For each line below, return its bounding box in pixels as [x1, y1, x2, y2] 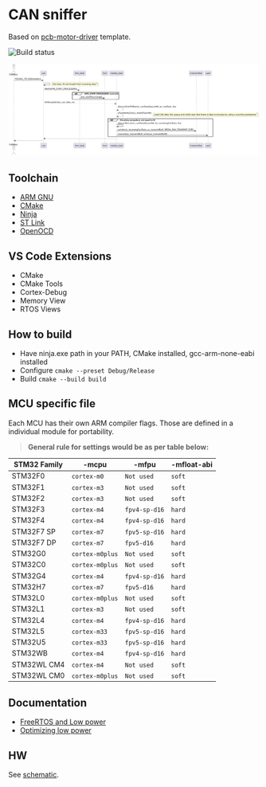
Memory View [19, 296, 66, 306]
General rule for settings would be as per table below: [27, 442, 209, 452]
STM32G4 [11, 571, 46, 581]
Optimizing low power [19, 726, 92, 735]
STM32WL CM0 [11, 671, 65, 680]
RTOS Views [19, 304, 61, 314]
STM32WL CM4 [11, 660, 65, 669]
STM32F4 [11, 515, 45, 525]
